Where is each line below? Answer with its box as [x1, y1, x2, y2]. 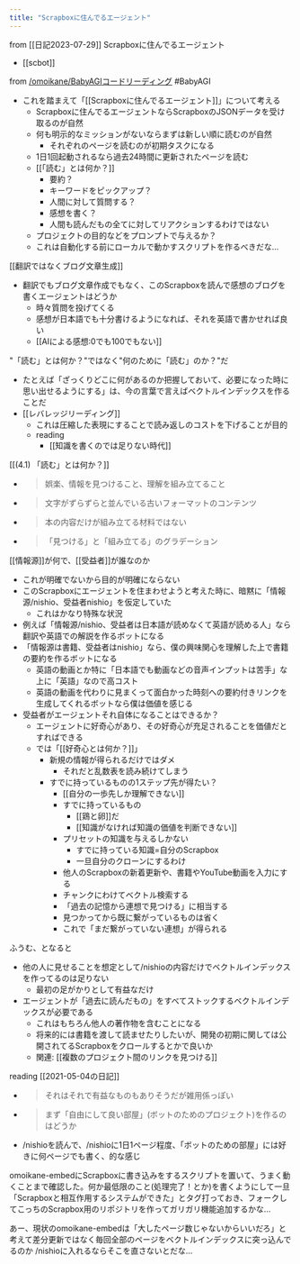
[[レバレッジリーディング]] [22, 407, 121, 419]
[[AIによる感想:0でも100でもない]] [35, 335, 163, 347]
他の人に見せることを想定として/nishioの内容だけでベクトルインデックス [22, 961, 292, 972]
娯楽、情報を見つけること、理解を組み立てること [44, 478, 226, 489]
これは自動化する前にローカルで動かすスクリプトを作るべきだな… [35, 241, 279, 252]
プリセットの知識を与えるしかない [62, 832, 189, 843]
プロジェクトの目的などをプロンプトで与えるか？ [35, 230, 217, 241]
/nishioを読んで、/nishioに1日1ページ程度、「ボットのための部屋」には [22, 1139, 278, 1150]
